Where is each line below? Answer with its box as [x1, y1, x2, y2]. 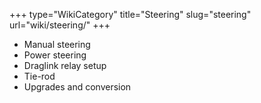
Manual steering [23, 39, 91, 50]
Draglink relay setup [23, 60, 107, 71]
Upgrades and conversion [23, 81, 132, 93]
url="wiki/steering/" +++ [9, 19, 111, 31]
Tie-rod [23, 70, 56, 82]
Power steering [23, 49, 87, 61]
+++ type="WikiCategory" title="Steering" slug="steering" [9, 9, 252, 20]
